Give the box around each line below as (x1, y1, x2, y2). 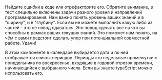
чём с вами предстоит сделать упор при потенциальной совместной (5, 35, 150, 41)
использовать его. (5, 70, 43, 76)
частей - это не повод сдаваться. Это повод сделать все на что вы (5, 25, 145, 31)
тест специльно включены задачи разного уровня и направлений (5, 9, 142, 15)
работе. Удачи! (5, 40, 37, 46)
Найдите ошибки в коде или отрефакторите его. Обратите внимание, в (5, 4, 153, 10)
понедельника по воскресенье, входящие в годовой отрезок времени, (5, 60, 154, 65)
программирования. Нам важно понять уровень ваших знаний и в (5, 15, 144, 20)
